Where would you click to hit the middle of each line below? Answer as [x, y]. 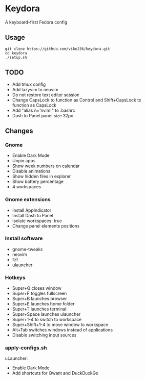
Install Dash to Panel [33, 215]
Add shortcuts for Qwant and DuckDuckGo [55, 373]
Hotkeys [15, 278]
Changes [19, 131]
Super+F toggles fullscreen [40, 293]
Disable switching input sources [44, 335]
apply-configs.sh [26, 348]
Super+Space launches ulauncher [46, 314]
